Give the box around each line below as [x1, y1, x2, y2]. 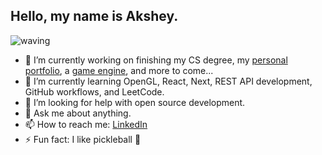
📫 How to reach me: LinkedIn [24, 118, 148, 130]
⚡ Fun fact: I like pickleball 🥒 [24, 133, 142, 145]
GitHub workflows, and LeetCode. [24, 85, 165, 98]
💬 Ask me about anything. [24, 107, 132, 119]
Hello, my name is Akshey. [10, 8, 179, 25]
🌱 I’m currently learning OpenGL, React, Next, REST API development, [24, 75, 313, 87]
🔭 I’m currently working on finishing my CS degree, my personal [24, 54, 288, 66]
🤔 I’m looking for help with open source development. [24, 96, 246, 108]
